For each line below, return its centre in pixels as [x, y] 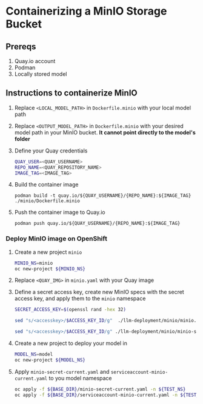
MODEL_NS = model [34, 354]
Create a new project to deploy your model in [71, 343]
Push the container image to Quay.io [60, 212]
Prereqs [21, 46]
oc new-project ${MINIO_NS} [50, 269]
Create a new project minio [48, 252]
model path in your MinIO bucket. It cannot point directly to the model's [105, 132]
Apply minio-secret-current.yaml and [62, 371]
